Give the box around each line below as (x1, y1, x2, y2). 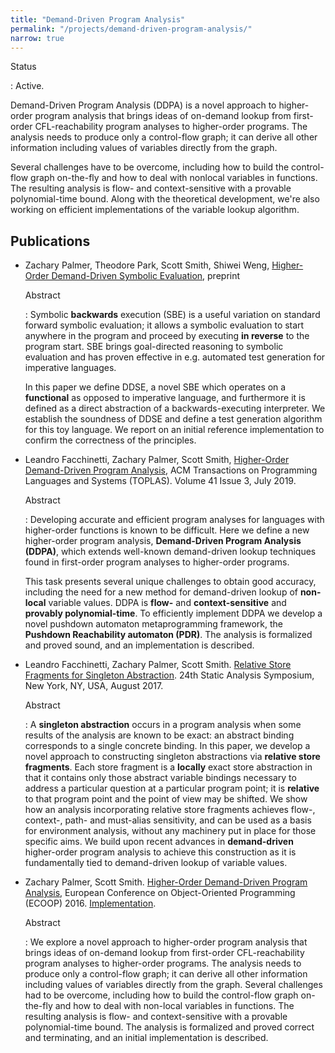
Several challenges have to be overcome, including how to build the (10, 161, 290, 173)
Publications (10, 232, 91, 250)
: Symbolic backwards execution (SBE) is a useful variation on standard (24, 309, 321, 321)
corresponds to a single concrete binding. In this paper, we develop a (24, 740, 311, 752)
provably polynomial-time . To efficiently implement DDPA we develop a (24, 607, 323, 620)
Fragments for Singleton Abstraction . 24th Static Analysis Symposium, (24, 669, 315, 681)
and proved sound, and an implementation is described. (24, 639, 255, 651)
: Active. (10, 80, 45, 92)
